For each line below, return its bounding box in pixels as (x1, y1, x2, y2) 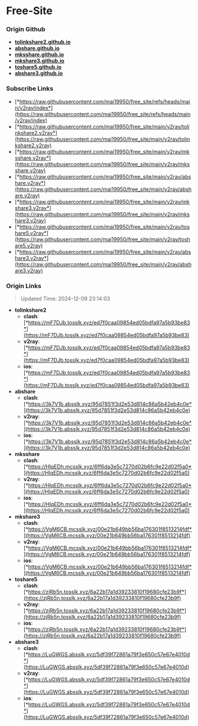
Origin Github (6, 25, 46, 34)
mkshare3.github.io (14, 57, 65, 64)
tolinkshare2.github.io (14, 38, 71, 45)
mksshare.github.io (14, 51, 64, 58)
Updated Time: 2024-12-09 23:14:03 (20, 295, 110, 302)
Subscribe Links (6, 84, 54, 93)
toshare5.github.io (14, 64, 62, 71)
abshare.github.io (14, 45, 60, 52)
